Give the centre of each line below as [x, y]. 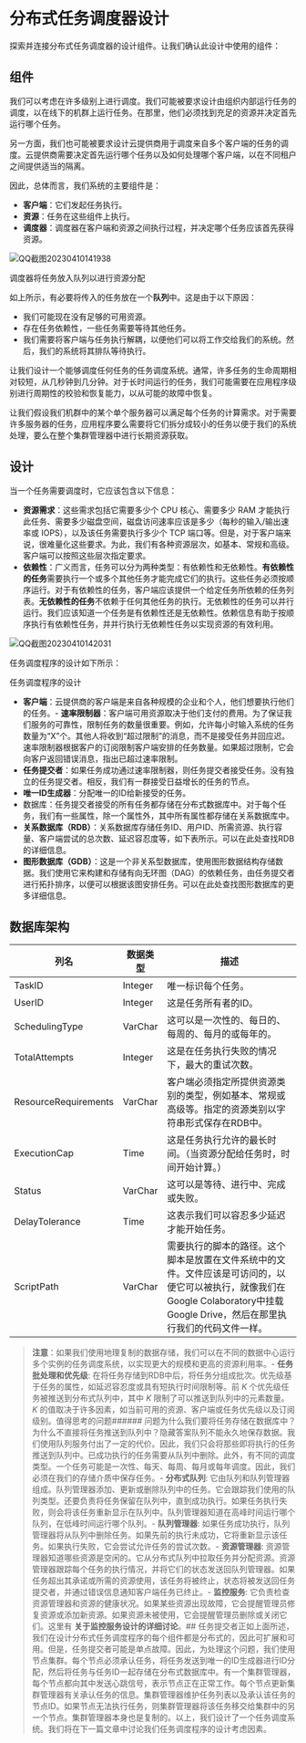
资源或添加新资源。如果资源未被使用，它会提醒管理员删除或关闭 [159, 1615]
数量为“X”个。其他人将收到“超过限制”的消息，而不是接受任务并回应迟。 [156, 736]
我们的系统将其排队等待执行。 [95, 350]
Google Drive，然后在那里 [222, 1315]
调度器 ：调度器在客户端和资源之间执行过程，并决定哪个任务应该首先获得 [158, 227]
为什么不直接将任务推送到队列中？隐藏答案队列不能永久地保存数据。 [159, 1433]
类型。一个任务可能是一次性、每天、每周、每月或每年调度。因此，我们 [163, 1466]
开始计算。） [201, 1167]
